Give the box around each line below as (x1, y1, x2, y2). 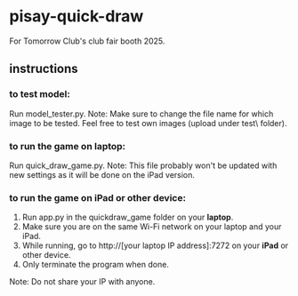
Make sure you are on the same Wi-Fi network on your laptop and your (21, 221, 282, 232)
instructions (9, 61, 78, 76)
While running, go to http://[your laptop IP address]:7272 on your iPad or (21, 240, 289, 251)
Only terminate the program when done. (21, 260, 169, 270)
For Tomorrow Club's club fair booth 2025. (9, 36, 165, 46)
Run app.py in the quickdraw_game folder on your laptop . (21, 212, 234, 223)
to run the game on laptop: (9, 140, 126, 152)
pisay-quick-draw (9, 6, 144, 27)
